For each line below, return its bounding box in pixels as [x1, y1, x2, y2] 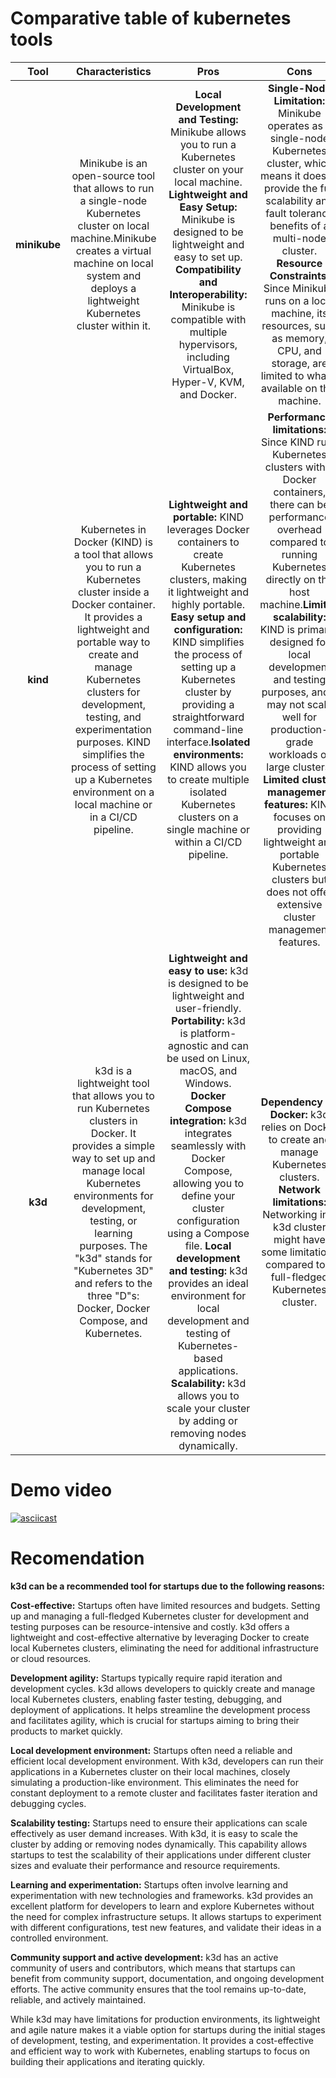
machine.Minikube [70, 231, 157, 245]
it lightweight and [168, 585, 249, 599]
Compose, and [79, 1313, 148, 1327]
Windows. [184, 1076, 232, 1090]
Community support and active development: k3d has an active [10, 1951, 279, 1963]
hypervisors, [178, 337, 238, 351]
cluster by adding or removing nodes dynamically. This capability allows [10, 1838, 308, 1850]
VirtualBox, [182, 362, 235, 376]
